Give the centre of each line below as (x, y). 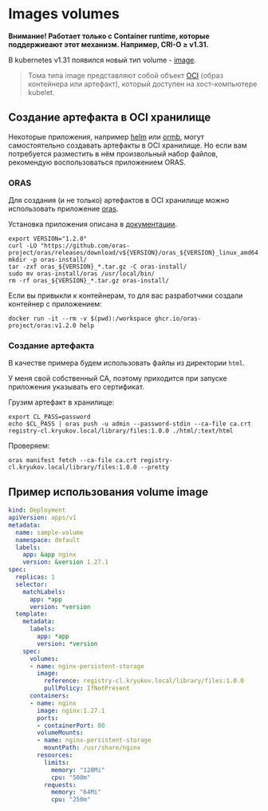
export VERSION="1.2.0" (48, 239)
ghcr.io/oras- (178, 319)
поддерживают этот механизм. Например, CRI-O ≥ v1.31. (108, 44)
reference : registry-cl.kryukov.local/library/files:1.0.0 (144, 681)
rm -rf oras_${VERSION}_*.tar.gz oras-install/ (89, 281)
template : (32, 614)
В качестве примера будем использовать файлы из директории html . (127, 363)
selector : (32, 584)
